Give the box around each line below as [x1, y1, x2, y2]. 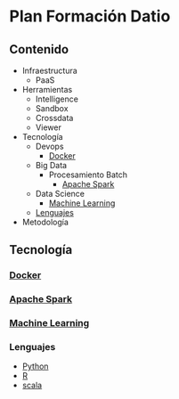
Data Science [35, 189, 85, 199]
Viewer [35, 122, 62, 133]
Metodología [21, 216, 69, 227]
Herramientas [21, 85, 73, 94]
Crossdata [35, 113, 74, 123]
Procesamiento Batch [48, 169, 127, 180]
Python [21, 361, 49, 371]
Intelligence [35, 94, 78, 104]
